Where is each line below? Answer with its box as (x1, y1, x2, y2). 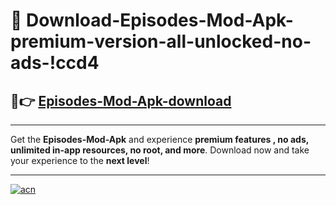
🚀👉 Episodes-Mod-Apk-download (10, 92, 232, 109)
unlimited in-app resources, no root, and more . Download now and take (10, 144, 310, 156)
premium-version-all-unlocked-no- (10, 30, 312, 53)
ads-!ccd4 (10, 52, 100, 74)
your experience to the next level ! (10, 155, 150, 166)
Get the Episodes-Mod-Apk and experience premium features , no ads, (10, 134, 309, 145)
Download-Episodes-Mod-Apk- (26, 9, 294, 32)
